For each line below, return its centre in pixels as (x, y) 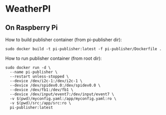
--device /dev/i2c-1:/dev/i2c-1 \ (46, 81)
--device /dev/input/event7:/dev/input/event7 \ (62, 94)
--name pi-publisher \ (34, 72)
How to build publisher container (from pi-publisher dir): (64, 40)
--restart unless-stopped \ (39, 76)
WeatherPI (28, 9)
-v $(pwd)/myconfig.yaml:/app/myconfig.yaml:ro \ (63, 99)
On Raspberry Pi (32, 28)
